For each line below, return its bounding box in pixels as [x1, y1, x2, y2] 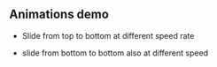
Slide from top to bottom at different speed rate [21, 30, 195, 41]
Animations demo [9, 7, 109, 22]
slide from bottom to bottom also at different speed [21, 48, 209, 58]
